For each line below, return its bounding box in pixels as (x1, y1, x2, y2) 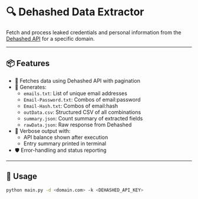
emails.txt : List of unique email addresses (23, 90, 128, 97)
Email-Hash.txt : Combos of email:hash (23, 102, 118, 109)
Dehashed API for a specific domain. (6, 35, 95, 42)
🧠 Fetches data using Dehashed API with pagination (14, 77, 140, 84)
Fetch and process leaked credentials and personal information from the (6, 28, 181, 36)
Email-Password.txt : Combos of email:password (23, 96, 141, 103)
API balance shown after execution (23, 133, 108, 141)
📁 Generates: (14, 83, 47, 90)
